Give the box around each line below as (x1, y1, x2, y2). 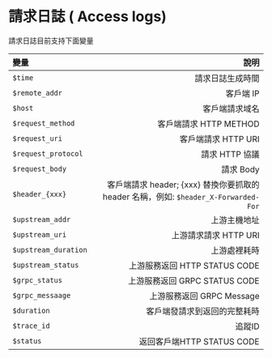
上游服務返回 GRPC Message (149, 290, 260, 301)
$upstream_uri (12, 230, 67, 239)
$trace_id (12, 321, 50, 330)
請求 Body (221, 164, 260, 175)
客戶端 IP (225, 87, 260, 99)
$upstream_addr (12, 215, 71, 224)
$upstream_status (12, 260, 79, 270)
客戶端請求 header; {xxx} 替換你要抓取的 (107, 179, 260, 190)
